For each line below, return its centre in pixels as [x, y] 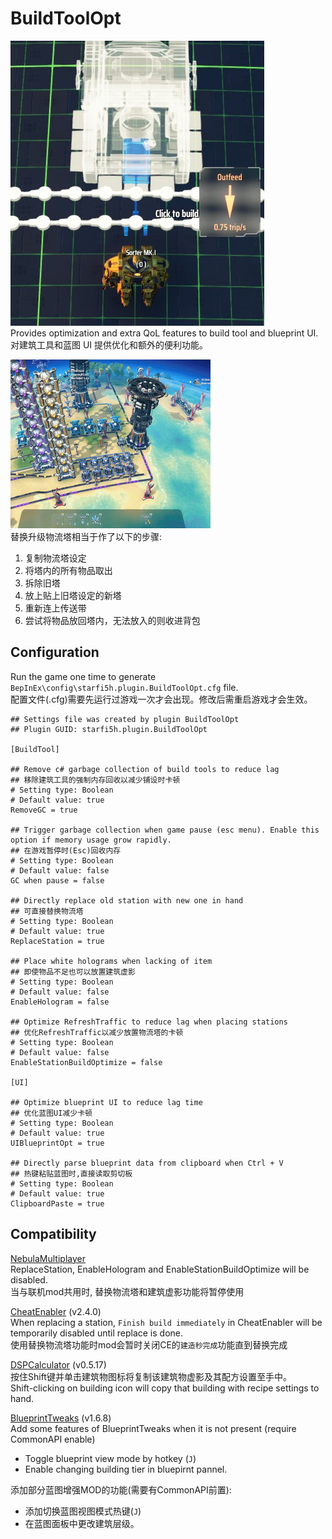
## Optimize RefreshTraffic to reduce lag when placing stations [149, 1022]
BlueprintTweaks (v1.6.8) [61, 1418]
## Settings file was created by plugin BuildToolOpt [125, 719]
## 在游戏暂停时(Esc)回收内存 [66, 850]
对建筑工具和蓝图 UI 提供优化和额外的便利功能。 [109, 344]
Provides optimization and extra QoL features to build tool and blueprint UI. [164, 333]
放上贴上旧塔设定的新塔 [73, 595]
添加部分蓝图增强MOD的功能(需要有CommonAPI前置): [121, 1489]
